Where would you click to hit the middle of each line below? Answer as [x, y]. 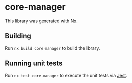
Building [18, 36]
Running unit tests [34, 64]
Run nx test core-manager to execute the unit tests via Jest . [66, 75]
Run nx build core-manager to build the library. [53, 48]
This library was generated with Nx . [41, 21]
